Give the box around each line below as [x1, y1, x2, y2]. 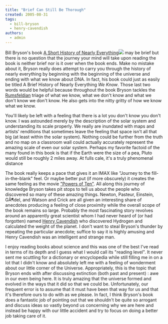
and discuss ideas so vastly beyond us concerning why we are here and [5, 302, 154, 308]
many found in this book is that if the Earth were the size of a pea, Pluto [5, 150, 152, 156]
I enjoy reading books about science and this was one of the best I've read [5, 243, 159, 249]
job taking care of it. [5, 312, 46, 318]
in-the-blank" [5, 175, 33, 181]
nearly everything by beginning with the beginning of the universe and [5, 71, 150, 77]
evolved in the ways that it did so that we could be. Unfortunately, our [5, 281, 148, 287]
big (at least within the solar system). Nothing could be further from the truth [5, 134, 163, 140]
